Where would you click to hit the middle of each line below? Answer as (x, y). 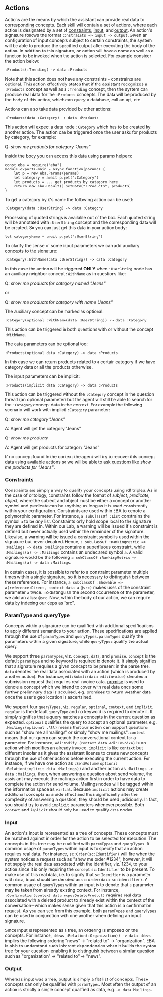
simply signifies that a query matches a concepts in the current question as (80, 717)
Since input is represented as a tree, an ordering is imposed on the (72, 930)
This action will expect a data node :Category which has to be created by (78, 127)
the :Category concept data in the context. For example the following (73, 405)
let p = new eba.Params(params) (46, 173)
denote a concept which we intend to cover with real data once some (74, 687)
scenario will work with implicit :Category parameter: (58, 409)
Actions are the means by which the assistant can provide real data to (75, 19)
